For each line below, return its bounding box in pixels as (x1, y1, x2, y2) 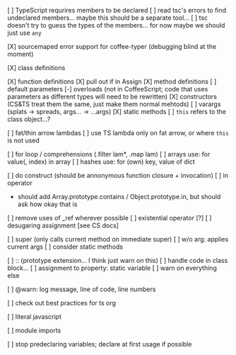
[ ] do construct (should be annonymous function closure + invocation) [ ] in (7, 171, 228, 179)
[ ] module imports (7, 326, 61, 334)
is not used (7, 136, 40, 145)
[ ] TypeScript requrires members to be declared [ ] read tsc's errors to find (7, 6, 227, 14)
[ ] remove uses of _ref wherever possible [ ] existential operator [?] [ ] (7, 214, 212, 222)
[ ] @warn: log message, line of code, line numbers (7, 285, 156, 293)
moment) (7, 50, 34, 58)
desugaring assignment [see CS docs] (7, 221, 119, 230)
